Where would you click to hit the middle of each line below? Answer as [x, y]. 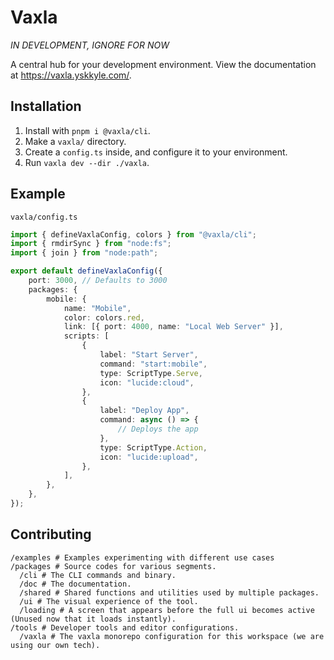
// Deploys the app [158, 429]
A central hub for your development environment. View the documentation [163, 64]
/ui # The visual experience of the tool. [109, 601]
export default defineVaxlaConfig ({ [86, 271]
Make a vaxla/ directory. [75, 141]
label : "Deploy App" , [144, 411]
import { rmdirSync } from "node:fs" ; [91, 244]
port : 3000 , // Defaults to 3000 [98, 281]
